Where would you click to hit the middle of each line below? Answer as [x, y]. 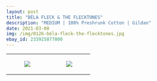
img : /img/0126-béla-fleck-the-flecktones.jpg [65, 34]
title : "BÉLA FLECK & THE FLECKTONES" [55, 17]
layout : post [22, 12]
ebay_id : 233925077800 [34, 39]
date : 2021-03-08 [28, 28]
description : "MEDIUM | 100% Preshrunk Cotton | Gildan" [79, 23]
